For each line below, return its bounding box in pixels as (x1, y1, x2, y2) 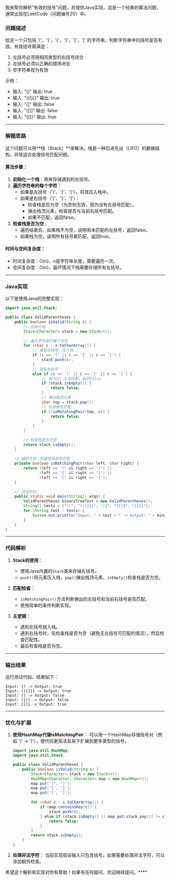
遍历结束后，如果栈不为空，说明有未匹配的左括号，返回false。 (20, 227, 150, 233)
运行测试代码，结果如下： (5, 674, 59, 680)
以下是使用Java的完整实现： (5, 296, 64, 302)
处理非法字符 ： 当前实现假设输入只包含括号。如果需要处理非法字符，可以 (12, 852, 165, 858)
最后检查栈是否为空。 (20, 643, 65, 649)
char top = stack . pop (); (41, 400, 94, 405)
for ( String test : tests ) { (23, 508, 85, 513)
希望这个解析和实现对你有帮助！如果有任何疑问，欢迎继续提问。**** (5, 869, 148, 875)
